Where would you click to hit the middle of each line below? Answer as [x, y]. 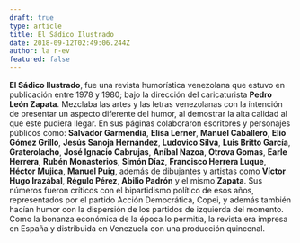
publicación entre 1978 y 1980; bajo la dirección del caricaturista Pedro [141, 94]
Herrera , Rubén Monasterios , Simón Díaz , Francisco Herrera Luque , [138, 162]
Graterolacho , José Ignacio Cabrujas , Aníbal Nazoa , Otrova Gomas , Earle [148, 152]
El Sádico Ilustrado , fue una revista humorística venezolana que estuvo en [147, 85]
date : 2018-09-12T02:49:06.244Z [70, 43]
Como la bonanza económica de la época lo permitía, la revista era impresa [149, 219]
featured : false [40, 59]
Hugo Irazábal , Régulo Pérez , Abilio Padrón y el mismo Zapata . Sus [136, 180]
